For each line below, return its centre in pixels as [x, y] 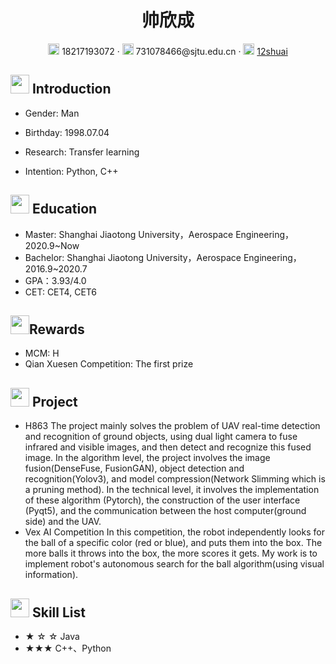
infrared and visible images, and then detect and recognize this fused [168, 447]
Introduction [71, 89]
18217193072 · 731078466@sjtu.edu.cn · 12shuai [174, 51]
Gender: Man [52, 113]
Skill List [58, 612]
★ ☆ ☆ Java [52, 636]
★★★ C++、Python [68, 648]
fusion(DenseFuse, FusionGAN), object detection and [134, 468]
